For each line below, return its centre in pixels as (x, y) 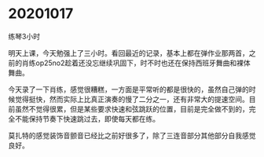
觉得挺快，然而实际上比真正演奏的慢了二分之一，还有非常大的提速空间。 (132, 99)
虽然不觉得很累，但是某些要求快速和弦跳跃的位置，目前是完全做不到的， (132, 109)
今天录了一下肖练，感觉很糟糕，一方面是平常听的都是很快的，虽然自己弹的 (128, 89)
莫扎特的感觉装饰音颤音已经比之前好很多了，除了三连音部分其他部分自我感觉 (132, 135)
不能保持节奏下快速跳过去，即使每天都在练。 (87, 119)
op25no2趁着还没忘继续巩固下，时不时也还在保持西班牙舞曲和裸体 (143, 63)
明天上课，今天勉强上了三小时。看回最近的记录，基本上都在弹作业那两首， (128, 53)
